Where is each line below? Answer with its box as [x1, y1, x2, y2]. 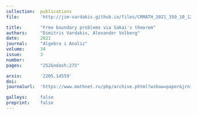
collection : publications [6, 8, 72, 15]
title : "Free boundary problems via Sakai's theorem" [6, 25, 157, 30]
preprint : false [6, 100, 54, 106]
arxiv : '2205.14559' [6, 73, 72, 79]
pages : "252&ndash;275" [6, 62, 80, 68]
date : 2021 [6, 36, 51, 41]
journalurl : [6, 84, 35, 90]
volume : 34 [6, 46, 46, 53]
